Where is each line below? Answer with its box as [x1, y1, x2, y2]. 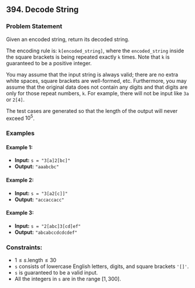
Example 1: [6, 143, 33, 150]
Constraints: [6, 243, 43, 252]
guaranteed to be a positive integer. [6, 59, 92, 66]
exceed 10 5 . [6, 113, 35, 122]
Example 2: [6, 176, 34, 184]
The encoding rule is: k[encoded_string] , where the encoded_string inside [6, 47, 184, 54]
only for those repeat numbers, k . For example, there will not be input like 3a [6, 89, 189, 96]
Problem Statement [6, 22, 63, 31]
